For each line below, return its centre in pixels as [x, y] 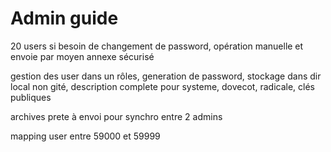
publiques [31, 97]
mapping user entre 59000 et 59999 [85, 136]
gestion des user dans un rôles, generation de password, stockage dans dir [166, 76]
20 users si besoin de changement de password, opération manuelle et [157, 46]
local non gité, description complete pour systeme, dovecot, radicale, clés [162, 86]
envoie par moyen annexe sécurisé [82, 56]
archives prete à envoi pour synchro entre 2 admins [116, 116]
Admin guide [64, 18]
